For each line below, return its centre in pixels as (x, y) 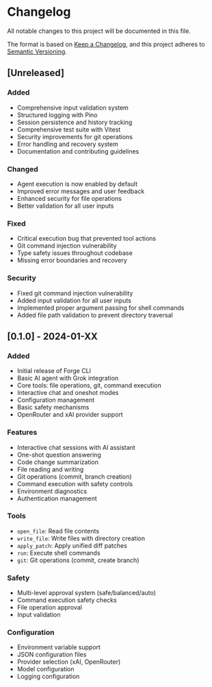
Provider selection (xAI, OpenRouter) (69, 662)
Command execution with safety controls (75, 483)
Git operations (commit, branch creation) (74, 477)
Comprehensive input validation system (72, 108)
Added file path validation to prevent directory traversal (95, 315)
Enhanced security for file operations (69, 198)
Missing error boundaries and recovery (72, 261)
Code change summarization (58, 462)
